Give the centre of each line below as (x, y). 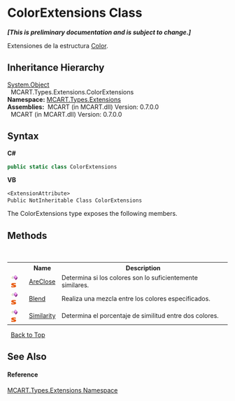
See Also (27, 357)
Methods (27, 235)
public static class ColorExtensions (62, 167)
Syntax (23, 137)
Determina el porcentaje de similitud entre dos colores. (140, 315)
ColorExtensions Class (75, 13)
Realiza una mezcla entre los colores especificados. (136, 298)
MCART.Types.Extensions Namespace (63, 390)
